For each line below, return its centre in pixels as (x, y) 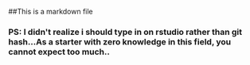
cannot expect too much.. (59, 52)
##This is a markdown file (51, 11)
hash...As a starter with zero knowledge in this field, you (120, 41)
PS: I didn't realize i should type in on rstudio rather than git (125, 32)
